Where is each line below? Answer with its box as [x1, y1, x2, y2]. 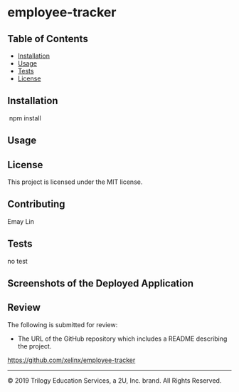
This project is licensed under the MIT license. [7, 177, 143, 186]
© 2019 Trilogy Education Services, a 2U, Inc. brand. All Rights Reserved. [7, 376, 222, 385]
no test [7, 257, 28, 265]
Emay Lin [7, 217, 34, 225]
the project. [17, 341, 52, 350]
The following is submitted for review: [7, 320, 118, 329]
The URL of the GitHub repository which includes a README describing [17, 334, 228, 343]
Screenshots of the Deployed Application [7, 277, 194, 289]
